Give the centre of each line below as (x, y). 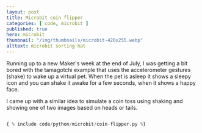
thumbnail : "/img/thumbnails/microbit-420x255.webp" (75, 40)
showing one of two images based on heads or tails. (72, 107)
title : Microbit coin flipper (45, 18)
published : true (27, 29)
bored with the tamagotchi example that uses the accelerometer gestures (99, 70)
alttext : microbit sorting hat (46, 46)
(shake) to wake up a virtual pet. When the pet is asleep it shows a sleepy (99, 76)
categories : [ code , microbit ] (47, 23)
